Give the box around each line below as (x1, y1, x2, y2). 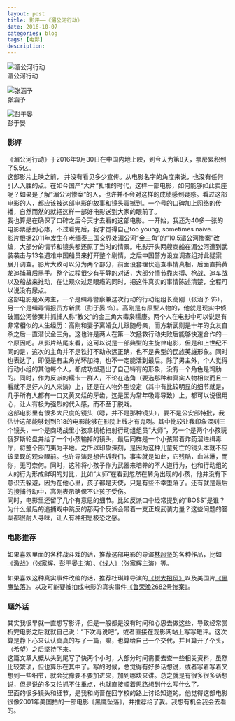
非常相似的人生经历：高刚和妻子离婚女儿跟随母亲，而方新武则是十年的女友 (7, 321, 222, 329)
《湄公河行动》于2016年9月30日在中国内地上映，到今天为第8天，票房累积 (7, 155, 220, 164)
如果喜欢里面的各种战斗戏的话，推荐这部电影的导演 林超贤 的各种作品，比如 (7, 550, 222, 558)
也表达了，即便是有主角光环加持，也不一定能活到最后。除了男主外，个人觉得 (7, 356, 228, 364)
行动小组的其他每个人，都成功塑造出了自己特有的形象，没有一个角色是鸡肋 (7, 365, 222, 373)
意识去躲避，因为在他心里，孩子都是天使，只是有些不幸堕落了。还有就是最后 (7, 478, 228, 487)
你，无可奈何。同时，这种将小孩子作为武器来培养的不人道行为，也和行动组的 (7, 461, 228, 469)
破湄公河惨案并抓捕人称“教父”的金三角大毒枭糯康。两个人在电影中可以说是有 (7, 313, 227, 321)
